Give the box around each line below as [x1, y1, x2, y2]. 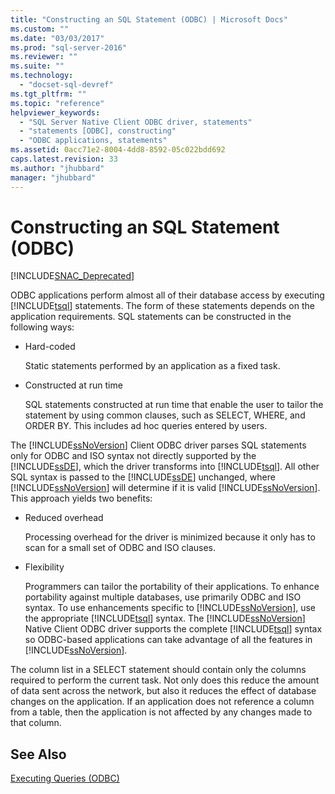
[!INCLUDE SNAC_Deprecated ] [10, 270, 135, 282]
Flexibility [24, 561, 65, 573]
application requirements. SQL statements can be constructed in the [10, 311, 292, 323]
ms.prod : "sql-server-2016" [10, 42, 128, 53]
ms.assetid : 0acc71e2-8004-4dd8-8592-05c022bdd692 [10, 145, 226, 155]
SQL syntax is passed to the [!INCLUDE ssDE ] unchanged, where [10, 471, 276, 483]
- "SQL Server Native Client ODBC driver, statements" [19, 117, 253, 127]
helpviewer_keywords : [10, 107, 101, 118]
